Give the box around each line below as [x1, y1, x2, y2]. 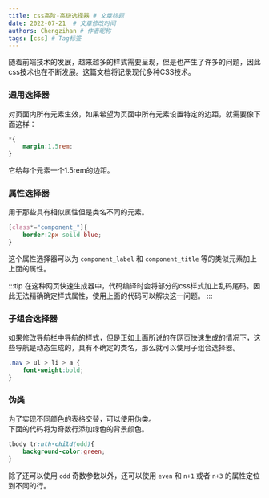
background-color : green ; [22, 447, 106, 456]
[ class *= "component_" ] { [8, 223, 88, 231]
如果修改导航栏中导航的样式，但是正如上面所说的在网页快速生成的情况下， [8, 333, 254, 342]
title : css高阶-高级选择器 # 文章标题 [8, 11, 125, 20]
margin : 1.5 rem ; [22, 142, 74, 151]
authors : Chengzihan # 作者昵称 [8, 27, 112, 35]
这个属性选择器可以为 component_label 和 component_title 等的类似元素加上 [8, 254, 258, 263]
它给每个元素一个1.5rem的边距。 [8, 165, 114, 175]
